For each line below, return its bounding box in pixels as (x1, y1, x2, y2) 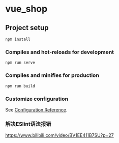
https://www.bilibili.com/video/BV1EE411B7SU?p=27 (5, 132, 114, 138)
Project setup (5, 23, 49, 32)
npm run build (5, 83, 36, 89)
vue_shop (5, 3, 48, 15)
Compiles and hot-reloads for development (5, 48, 114, 55)
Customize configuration (5, 95, 69, 102)
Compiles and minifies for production (5, 72, 99, 79)
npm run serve (5, 60, 36, 65)
